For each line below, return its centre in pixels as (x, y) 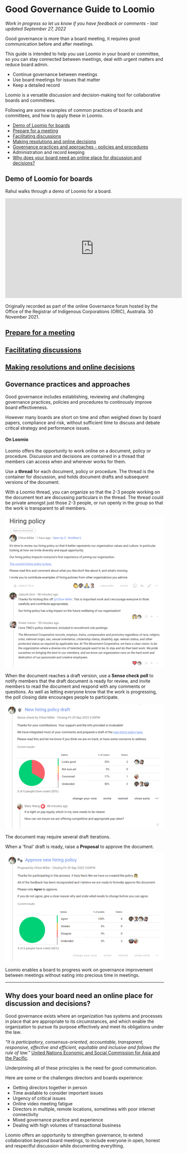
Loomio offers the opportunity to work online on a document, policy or (78, 451)
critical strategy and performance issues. (48, 428)
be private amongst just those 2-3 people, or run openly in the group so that (84, 503)
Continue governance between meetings (55, 74)
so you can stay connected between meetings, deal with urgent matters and (84, 59)
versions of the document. (33, 482)
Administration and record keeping (48, 152)
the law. (13, 1032)
